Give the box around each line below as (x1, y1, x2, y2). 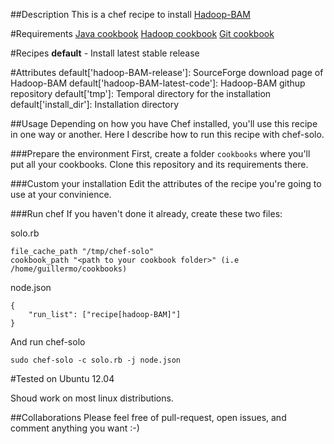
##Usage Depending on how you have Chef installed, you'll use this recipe (10, 118, 318, 129)
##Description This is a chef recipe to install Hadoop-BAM (10, 9, 251, 20)
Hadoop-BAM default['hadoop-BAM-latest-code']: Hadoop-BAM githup (10, 77, 306, 89)
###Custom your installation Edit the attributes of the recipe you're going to (10, 178, 322, 189)
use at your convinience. (10, 189, 112, 200)
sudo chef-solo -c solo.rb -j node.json (10, 355, 182, 365)
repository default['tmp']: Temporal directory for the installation (10, 88, 272, 99)
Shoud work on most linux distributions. (10, 392, 174, 404)
